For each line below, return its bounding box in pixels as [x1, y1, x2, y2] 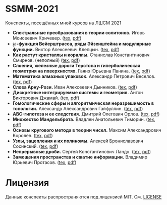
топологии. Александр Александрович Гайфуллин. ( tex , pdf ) [12, 105, 143, 111]
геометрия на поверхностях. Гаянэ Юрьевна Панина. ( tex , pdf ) [12, 68, 150, 74]
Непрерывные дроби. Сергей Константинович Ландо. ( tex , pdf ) [12, 148, 151, 154]
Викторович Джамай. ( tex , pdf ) [12, 95, 80, 101]
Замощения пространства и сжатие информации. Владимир [12, 154, 148, 160]
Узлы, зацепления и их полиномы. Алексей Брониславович [12, 138, 144, 144]
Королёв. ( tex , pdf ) [12, 132, 53, 138]
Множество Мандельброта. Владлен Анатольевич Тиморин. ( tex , [12, 116, 155, 122]
